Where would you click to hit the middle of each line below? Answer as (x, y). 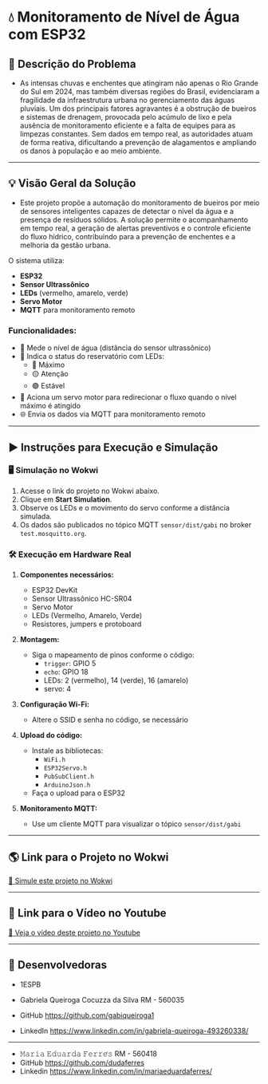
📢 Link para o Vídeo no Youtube (87, 913)
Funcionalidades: (43, 330)
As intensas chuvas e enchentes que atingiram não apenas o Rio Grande (139, 83)
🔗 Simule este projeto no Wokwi (61, 881)
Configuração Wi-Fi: (55, 704)
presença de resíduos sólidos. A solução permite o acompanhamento (134, 219)
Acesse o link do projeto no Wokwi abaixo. (89, 491)
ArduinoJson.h (67, 786)
